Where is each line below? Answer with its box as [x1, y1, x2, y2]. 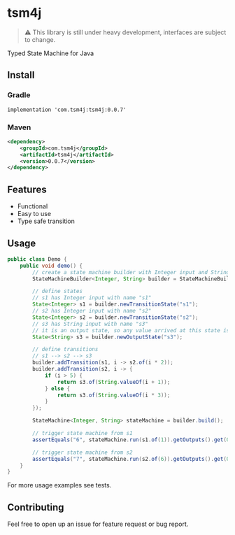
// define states [32, 288, 83, 295]
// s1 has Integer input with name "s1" [32, 294, 152, 301]
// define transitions [32, 346, 99, 353]
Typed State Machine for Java [7, 49, 94, 57]
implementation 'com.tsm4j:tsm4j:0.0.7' [7, 106, 127, 113]
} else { [44, 385, 71, 392]
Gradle [7, 90, 31, 100]
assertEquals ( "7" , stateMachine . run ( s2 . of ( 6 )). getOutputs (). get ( [32, 455, 227, 462]
